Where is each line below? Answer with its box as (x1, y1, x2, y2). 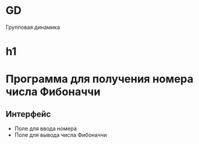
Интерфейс (5, 109, 51, 119)
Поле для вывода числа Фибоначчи (14, 131, 107, 139)
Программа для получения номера (5, 72, 194, 86)
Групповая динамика (5, 23, 60, 31)
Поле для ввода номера (14, 125, 77, 133)
